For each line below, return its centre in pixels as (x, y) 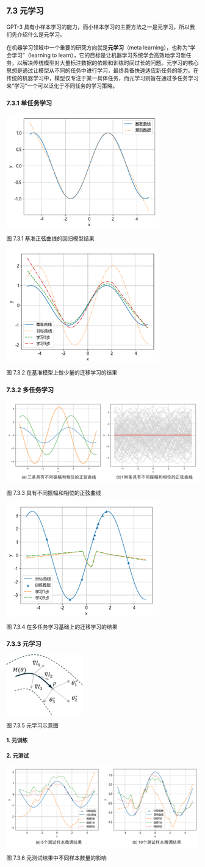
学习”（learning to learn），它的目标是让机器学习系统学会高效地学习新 (99, 55)
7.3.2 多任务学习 (30, 390)
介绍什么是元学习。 (41, 34)
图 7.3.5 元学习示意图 (33, 725)
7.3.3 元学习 (24, 644)
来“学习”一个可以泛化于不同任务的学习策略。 (62, 86)
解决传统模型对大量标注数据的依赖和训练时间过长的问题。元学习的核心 (110, 62)
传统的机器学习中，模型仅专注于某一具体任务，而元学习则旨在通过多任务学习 (103, 78)
